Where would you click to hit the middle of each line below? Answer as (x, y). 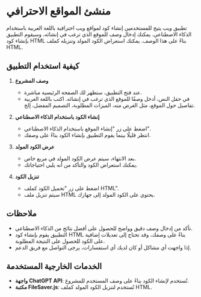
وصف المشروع (32, 80)
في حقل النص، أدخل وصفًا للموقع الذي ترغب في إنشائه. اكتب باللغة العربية (107, 98)
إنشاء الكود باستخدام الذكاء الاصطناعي (57, 117)
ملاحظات (22, 213)
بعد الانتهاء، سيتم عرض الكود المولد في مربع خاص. (80, 158)
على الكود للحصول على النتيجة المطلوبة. (60, 241)
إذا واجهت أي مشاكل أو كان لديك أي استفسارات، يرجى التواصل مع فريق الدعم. (103, 247)
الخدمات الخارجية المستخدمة (54, 266)
